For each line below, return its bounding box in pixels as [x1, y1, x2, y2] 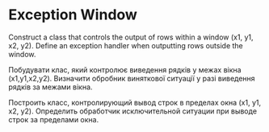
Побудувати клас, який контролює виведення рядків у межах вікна [8, 64, 242, 74]
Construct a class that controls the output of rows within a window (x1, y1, [8, 32, 254, 42]
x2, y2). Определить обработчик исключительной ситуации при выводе [8, 106, 257, 116]
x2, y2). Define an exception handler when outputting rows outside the [8, 40, 244, 50]
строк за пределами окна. [8, 114, 99, 124]
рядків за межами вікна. [8, 82, 93, 92]
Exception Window [8, 6, 137, 24]
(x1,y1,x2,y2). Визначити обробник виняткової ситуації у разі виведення [8, 73, 256, 83]
